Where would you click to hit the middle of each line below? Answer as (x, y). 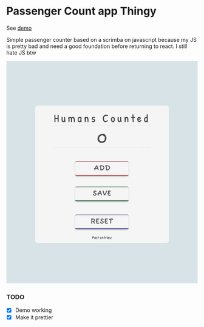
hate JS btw (21, 52)
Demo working (33, 310)
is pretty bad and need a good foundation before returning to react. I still (97, 46)
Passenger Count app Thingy (81, 11)
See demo (19, 28)
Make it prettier (34, 317)
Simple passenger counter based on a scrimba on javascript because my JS (102, 39)
